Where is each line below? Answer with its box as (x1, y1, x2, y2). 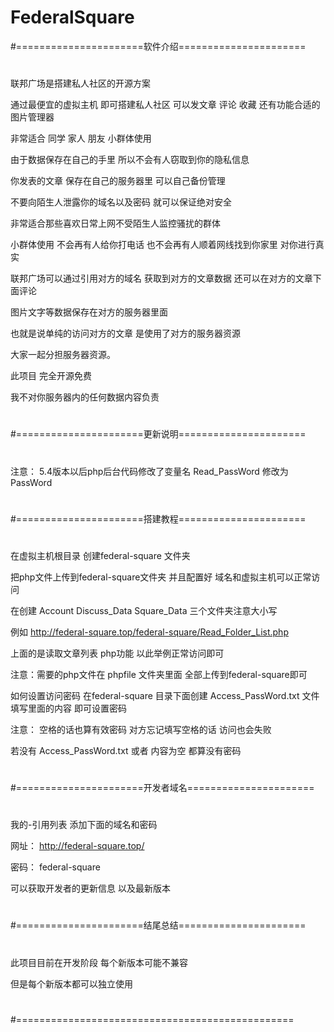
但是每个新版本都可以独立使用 (10, 977, 133, 990)
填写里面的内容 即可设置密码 (10, 702, 127, 714)
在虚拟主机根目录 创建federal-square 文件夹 (10, 549, 191, 561)
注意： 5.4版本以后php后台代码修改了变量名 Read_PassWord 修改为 (10, 465, 289, 477)
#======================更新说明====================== (10, 428, 307, 440)
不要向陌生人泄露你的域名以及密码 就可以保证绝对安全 (10, 196, 232, 208)
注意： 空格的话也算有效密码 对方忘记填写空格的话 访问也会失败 (10, 723, 272, 735)
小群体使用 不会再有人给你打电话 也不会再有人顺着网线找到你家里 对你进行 (10, 239, 316, 251)
